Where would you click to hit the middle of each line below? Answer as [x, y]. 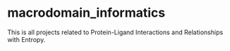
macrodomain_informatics [86, 13]
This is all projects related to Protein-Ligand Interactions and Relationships [115, 32]
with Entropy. [26, 39]
